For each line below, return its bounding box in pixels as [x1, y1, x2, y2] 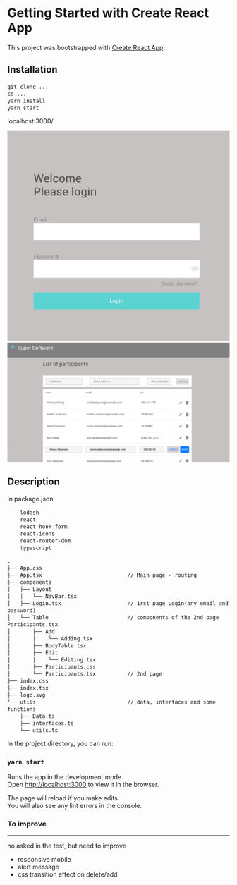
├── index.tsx [7, 684, 49, 692]
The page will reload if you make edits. [7, 793, 120, 802]
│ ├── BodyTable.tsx [7, 642, 87, 649]
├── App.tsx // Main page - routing [7, 571, 197, 579]
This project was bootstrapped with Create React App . [7, 43, 166, 51]
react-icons [20, 530, 55, 537]
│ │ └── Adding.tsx [7, 635, 93, 642]
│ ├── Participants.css [7, 663, 97, 671]
